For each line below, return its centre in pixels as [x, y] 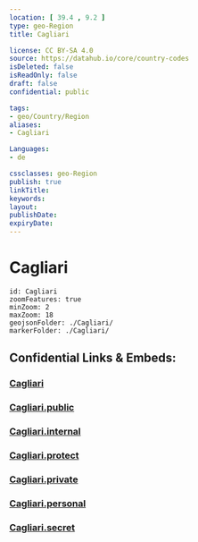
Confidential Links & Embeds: [93, 358]
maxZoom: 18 [31, 315]
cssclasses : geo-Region [54, 174]
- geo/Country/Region [49, 116]
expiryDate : [31, 224]
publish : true [36, 182]
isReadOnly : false [43, 76]
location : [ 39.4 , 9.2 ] [57, 17]
